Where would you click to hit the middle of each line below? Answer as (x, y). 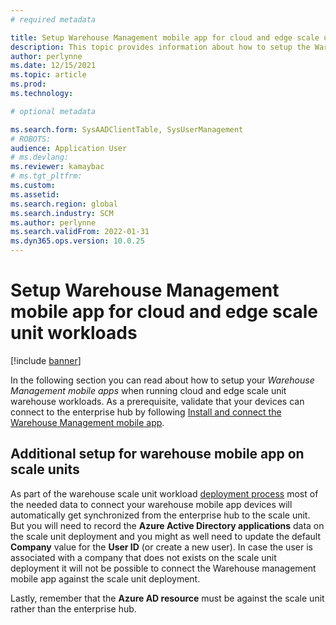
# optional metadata (53, 111)
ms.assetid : (35, 194)
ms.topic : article (48, 75)
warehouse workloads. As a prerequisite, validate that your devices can (157, 401)
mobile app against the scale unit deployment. (105, 578)
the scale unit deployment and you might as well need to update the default (166, 536)
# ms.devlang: (40, 157)
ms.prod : (28, 84)
